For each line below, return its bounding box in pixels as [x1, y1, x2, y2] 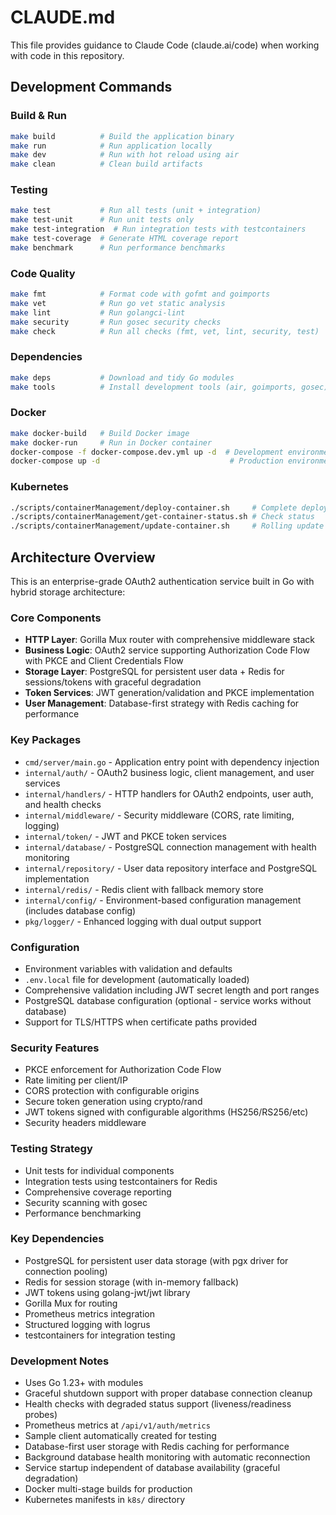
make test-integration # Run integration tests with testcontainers [10, 224, 307, 235]
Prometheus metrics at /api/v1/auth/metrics [24, 1419, 211, 1431]
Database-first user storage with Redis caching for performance [24, 1441, 290, 1453]
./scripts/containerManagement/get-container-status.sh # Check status [10, 512, 315, 522]
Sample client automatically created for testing [24, 1430, 217, 1442]
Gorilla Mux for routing [24, 1297, 118, 1309]
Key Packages [10, 733, 82, 747]
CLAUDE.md [10, 6, 116, 29]
